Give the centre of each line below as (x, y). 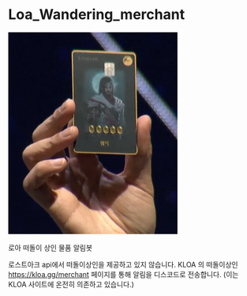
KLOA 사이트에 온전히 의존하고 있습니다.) (71, 284)
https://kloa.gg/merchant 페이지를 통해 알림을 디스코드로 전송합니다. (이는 (123, 274)
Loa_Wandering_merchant (97, 15)
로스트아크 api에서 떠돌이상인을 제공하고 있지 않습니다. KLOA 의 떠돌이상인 (123, 264)
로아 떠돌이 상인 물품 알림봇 (51, 248)
